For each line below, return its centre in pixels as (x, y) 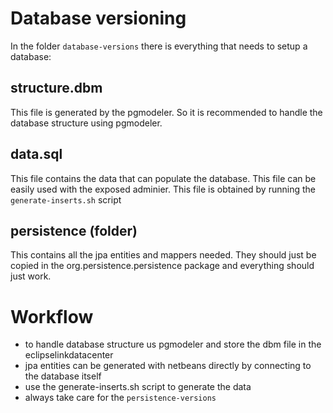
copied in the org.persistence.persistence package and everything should (162, 266)
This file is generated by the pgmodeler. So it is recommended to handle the (166, 112)
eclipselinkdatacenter (69, 355)
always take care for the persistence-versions (120, 398)
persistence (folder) (74, 230)
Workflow (52, 316)
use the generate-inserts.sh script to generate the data (138, 387)
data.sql (36, 154)
